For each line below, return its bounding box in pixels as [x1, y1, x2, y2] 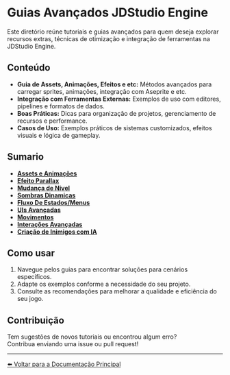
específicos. [16, 273, 52, 281]
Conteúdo [7, 62, 51, 73]
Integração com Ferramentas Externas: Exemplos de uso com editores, [16, 95, 221, 103]
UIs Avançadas [16, 206, 62, 214]
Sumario [7, 151, 44, 162]
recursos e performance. [16, 117, 88, 125]
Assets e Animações [16, 169, 77, 178]
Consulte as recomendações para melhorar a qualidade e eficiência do [16, 287, 217, 295]
